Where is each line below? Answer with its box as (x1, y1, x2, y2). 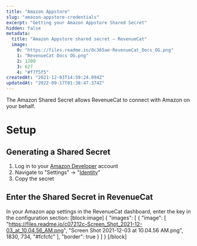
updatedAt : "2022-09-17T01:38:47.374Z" (6, 80, 105, 86)
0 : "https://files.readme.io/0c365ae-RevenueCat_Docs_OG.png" (17, 47, 174, 53)
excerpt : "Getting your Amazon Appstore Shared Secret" (6, 20, 147, 25)
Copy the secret (14, 175, 55, 182)
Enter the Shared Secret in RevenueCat (6, 192, 153, 202)
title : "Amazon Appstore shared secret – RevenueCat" (11, 36, 147, 42)
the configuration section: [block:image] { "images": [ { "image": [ (6, 214, 166, 221)
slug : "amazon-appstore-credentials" (6, 14, 100, 20)
